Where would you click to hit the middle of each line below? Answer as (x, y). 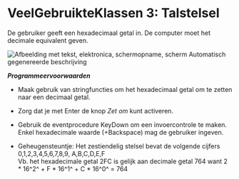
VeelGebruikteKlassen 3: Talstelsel (113, 13)
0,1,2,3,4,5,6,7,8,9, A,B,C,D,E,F (61, 153)
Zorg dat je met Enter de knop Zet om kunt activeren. (95, 111)
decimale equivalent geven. (48, 40)
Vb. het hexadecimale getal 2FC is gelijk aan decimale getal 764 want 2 (123, 161)
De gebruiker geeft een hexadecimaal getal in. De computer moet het (109, 33)
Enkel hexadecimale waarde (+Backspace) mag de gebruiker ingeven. (121, 132)
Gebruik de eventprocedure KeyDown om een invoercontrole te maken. (122, 124)
